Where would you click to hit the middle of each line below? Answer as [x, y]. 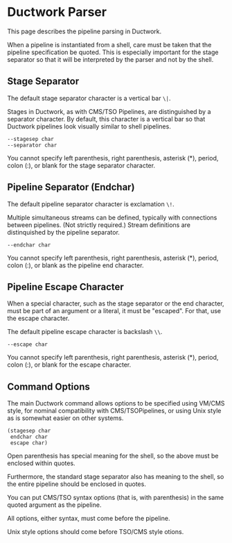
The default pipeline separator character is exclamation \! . [91, 204]
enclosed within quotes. [41, 463]
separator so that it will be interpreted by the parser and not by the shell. [110, 59]
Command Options [48, 386]
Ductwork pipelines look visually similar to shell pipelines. [89, 126]
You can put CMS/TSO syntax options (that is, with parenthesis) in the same [115, 498]
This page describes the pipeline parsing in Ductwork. [84, 31]
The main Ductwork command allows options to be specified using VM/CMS [116, 403]
